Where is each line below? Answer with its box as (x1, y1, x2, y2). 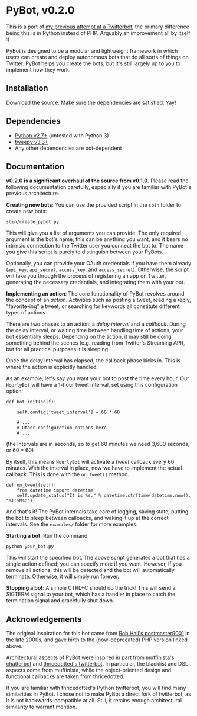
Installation (6, 84, 48, 94)
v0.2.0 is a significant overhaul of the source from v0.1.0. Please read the (6, 177, 189, 184)
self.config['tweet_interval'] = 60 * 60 (17, 409, 120, 415)
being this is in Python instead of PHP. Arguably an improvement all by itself (6, 29, 191, 36)
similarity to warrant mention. (6, 703, 78, 711)
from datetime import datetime (17, 487, 94, 493)
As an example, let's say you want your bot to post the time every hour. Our (6, 375, 190, 382)
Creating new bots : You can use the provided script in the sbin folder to (6, 201, 182, 208)
